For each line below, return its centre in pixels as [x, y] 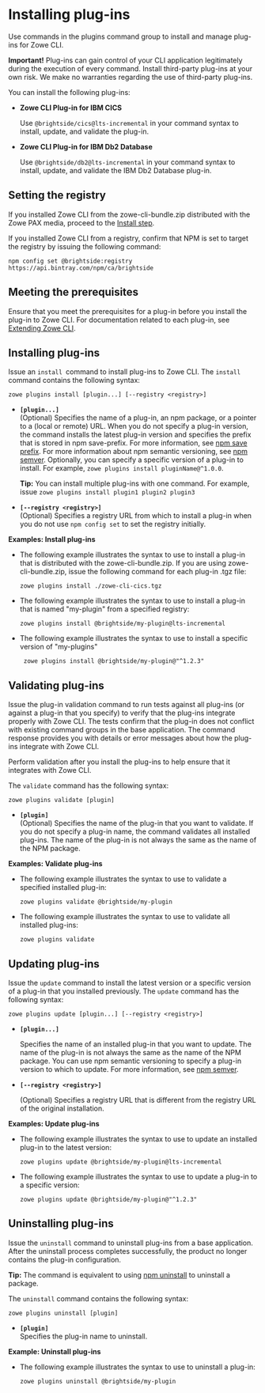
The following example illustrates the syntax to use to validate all [125, 917]
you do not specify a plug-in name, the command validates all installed [135, 831]
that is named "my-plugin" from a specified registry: [104, 609]
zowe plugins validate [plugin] [61, 801]
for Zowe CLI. [42, 44]
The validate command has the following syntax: [89, 785]
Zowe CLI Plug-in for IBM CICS [71, 108]
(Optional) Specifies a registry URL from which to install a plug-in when [135, 516]
